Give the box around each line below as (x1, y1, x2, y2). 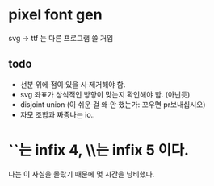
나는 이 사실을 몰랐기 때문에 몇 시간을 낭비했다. (8, 169, 155, 179)
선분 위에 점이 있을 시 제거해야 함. (19, 79, 126, 89)
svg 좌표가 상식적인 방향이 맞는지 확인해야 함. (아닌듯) (19, 89, 191, 99)
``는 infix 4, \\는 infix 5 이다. (8, 141, 190, 159)
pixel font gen (8, 6, 103, 24)
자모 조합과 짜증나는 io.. (19, 110, 95, 119)
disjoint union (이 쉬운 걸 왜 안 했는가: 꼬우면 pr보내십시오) (19, 99, 206, 110)
